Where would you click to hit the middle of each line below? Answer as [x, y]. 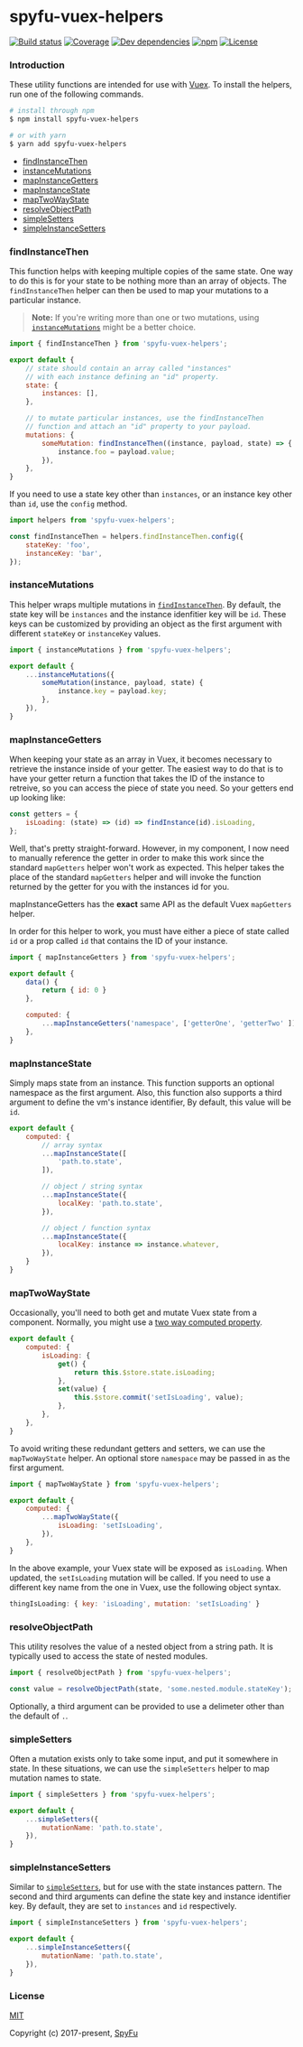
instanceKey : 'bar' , [64, 553]
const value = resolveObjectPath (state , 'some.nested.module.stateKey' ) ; [151, 1689]
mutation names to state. [55, 1778]
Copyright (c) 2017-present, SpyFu [73, 2033]
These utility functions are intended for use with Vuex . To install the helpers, [151, 85]
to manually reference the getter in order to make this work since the [137, 857]
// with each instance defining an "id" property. [123, 376]
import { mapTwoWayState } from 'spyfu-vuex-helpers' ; [115, 1484]
